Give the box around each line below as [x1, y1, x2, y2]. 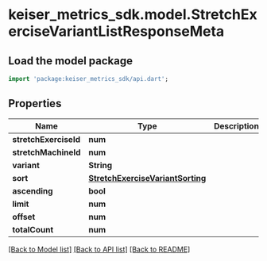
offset [12, 211, 36, 222]
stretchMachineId [12, 147, 81, 158]
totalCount [12, 224, 54, 235]
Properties [8, 97, 62, 110]
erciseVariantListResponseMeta [8, 22, 225, 40]
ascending [12, 185, 53, 196]
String [88, 159, 113, 171]
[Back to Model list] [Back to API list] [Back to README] [8, 244, 191, 254]
